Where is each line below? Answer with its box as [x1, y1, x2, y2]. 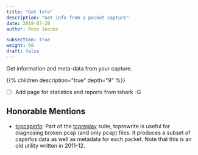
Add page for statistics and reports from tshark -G [15, 88, 141, 95]
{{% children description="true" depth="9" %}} [6, 77, 126, 84]
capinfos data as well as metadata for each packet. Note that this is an [15, 135, 192, 143]
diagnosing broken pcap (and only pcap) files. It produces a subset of [15, 129, 191, 136]
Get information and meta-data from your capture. [6, 64, 132, 72]
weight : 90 [6, 43, 34, 49]
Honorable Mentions [6, 106, 86, 117]
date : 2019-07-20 [6, 20, 51, 26]
